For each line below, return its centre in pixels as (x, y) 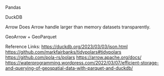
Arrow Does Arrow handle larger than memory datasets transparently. (78, 27)
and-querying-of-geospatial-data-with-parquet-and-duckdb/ (69, 68)
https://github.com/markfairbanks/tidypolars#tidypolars (63, 52)
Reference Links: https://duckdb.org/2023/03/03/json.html (67, 47)
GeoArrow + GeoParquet (31, 37)
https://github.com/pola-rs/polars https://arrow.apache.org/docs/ (73, 57)
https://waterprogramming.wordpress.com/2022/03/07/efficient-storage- (82, 63)
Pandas (13, 7)
